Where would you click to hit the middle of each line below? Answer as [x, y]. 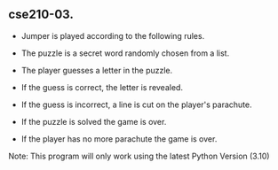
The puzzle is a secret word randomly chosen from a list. [125, 53]
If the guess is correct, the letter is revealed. [102, 87]
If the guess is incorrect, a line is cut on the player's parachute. [136, 104]
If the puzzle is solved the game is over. [94, 121]
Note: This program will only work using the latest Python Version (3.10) [139, 156]
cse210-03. [41, 15]
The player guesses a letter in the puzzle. [97, 70]
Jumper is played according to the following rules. [113, 35]
